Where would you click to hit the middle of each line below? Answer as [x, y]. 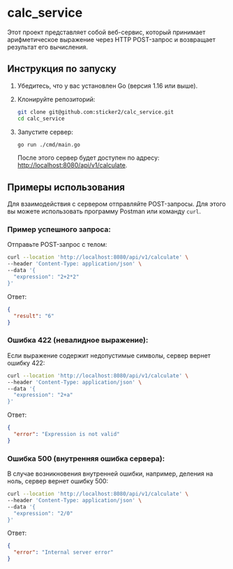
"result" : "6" [34, 316]
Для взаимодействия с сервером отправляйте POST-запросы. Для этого [116, 204]
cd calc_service [41, 119]
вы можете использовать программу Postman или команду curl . [104, 211]
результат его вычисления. [48, 47]
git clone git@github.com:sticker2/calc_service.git [96, 112]
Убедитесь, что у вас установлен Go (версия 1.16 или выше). [107, 86]
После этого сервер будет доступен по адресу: [88, 158]
